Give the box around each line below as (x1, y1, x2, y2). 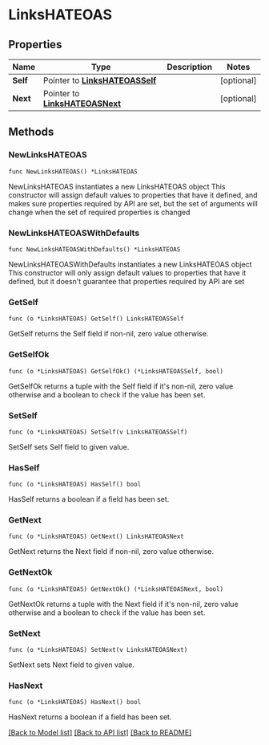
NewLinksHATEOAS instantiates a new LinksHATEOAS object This (8, 181, 226, 191)
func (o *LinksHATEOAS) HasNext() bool (8, 698, 142, 706)
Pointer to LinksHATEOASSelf (42, 75, 157, 86)
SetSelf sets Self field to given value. (8, 442, 130, 451)
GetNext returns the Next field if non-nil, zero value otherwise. (8, 547, 215, 556)
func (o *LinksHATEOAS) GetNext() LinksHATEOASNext (8, 532, 184, 541)
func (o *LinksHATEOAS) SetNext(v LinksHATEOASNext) (8, 646, 188, 654)
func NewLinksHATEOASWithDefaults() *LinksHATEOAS (8, 245, 181, 254)
